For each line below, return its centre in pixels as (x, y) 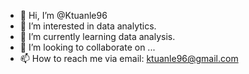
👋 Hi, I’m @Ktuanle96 (63, 15)
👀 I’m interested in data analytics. (88, 26)
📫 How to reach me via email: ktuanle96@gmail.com (129, 58)
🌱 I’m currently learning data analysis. (97, 36)
